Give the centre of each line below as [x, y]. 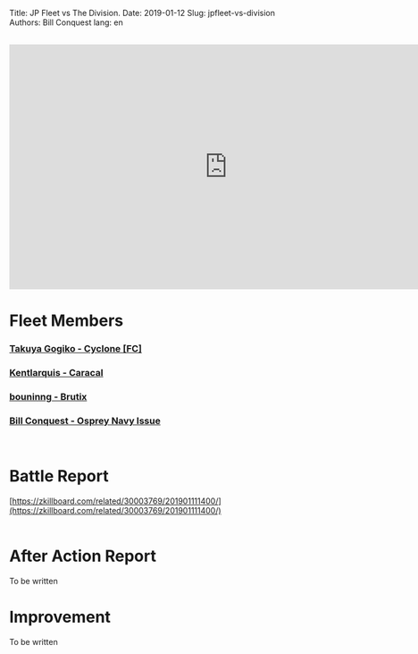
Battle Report [59, 476]
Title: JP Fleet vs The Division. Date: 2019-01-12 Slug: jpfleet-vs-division [142, 13]
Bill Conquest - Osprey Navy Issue [85, 420]
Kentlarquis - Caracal [57, 373]
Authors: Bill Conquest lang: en [66, 22]
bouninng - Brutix [48, 396]
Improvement [60, 617]
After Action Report [83, 556]
